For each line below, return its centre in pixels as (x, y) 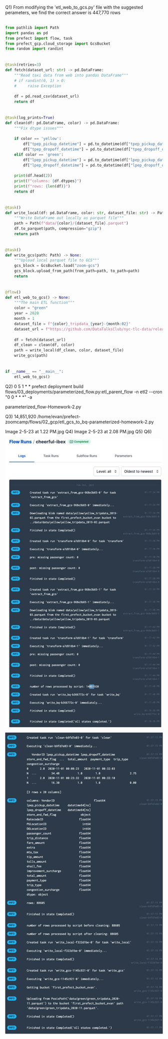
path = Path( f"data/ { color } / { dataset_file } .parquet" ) (71, 223)
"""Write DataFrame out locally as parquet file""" (69, 218)
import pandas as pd (27, 33)
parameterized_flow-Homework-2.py (43, 407)
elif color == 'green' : (39, 154)
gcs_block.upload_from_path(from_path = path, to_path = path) (77, 271)
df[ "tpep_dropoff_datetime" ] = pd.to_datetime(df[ (77, 149)
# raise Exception (38, 86)
